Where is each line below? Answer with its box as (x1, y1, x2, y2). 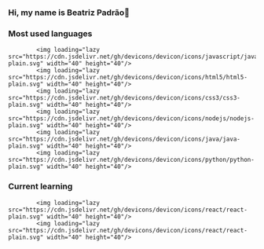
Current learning (8, 181, 73, 192)
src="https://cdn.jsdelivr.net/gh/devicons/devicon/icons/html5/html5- (8, 74, 247, 82)
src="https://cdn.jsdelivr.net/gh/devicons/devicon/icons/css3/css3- (8, 94, 241, 102)
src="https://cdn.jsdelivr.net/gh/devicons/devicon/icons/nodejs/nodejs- (8, 115, 255, 123)
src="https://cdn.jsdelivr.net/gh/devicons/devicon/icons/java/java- (8, 135, 241, 144)
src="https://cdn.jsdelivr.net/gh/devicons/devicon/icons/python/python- (8, 156, 255, 164)
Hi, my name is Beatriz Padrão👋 (8, 7, 130, 18)
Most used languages (8, 27, 93, 38)
